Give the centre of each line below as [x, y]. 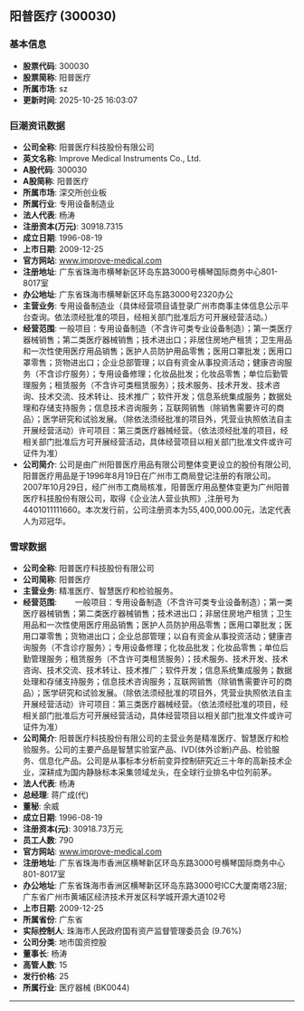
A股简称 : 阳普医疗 [56, 180]
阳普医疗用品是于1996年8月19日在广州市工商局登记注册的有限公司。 [149, 475]
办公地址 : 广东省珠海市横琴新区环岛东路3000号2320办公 [128, 294]
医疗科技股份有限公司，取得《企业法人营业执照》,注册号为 [131, 498]
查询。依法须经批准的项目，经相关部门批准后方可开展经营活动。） [152, 316]
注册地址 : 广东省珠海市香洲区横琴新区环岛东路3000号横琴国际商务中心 [153, 863]
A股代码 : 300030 [55, 170]
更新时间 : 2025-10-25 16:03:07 [80, 100]
